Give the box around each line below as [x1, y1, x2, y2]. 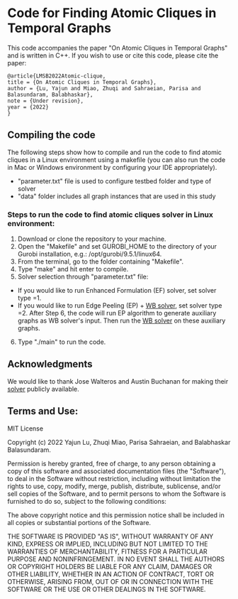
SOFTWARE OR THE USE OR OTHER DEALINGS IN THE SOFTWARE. [7, 585, 206, 593]
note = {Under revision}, [7, 97, 84, 104]
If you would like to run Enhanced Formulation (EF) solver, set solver [17, 286, 217, 295]
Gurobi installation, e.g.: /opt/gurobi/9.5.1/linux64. [17, 250, 162, 259]
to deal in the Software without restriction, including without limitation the [7, 474, 221, 482]
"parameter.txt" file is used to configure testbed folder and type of [17, 176, 212, 185]
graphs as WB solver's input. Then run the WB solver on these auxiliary [17, 316, 226, 325]
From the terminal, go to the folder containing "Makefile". [17, 257, 184, 266]
